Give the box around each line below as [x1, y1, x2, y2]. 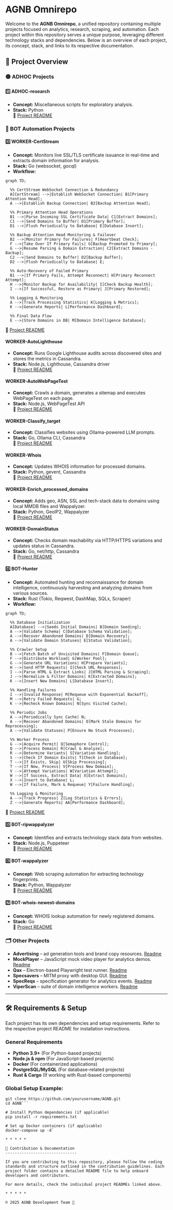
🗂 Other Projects [5, 937, 50, 944]
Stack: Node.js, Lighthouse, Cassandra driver [12, 361, 110, 367]
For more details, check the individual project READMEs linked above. [5, 1182, 162, 1187]
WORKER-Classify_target [5, 418, 61, 424]
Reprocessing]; [5, 724, 38, 729]
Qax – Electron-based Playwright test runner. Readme [12, 967, 127, 973]
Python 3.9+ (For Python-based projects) [12, 1050, 102, 1056]
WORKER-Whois [5, 452, 42, 458]
